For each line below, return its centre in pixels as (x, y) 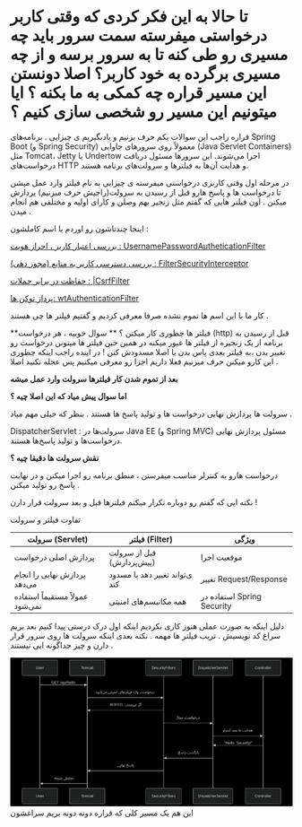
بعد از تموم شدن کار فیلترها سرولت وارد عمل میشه (94, 379)
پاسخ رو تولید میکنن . (45, 484)
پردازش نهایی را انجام (50, 574)
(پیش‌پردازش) (132, 561)
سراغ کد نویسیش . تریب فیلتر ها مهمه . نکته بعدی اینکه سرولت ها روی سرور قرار (146, 635)
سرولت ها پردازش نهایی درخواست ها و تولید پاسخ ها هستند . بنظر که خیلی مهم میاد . (151, 413)
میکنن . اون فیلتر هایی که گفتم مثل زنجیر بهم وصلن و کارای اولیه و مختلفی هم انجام (149, 201)
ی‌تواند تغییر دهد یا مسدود (151, 574)
